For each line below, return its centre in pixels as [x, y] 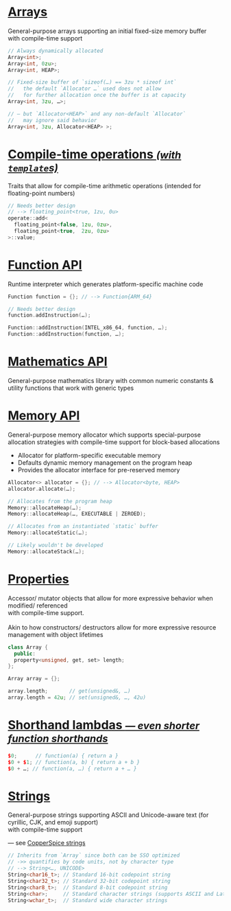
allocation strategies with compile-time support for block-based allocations [114, 442]
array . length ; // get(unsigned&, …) [69, 691]
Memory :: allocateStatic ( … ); [48, 533]
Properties [38, 579]
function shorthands [58, 739]
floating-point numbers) [41, 193]
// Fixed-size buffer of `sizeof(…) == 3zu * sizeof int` [92, 82]
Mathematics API [58, 362]
